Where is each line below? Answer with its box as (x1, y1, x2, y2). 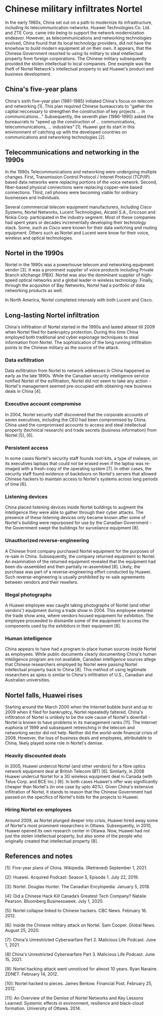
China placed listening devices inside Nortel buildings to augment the (5, 504, 144, 510)
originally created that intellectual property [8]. (5, 838, 98, 844)
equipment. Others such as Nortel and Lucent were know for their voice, (5, 230, 149, 236)
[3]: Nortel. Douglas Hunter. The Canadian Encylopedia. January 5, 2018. (5, 884, 150, 890)
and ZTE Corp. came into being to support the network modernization (5, 30, 145, 35)
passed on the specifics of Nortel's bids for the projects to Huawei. (5, 794, 139, 800)
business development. (5, 71, 52, 77)
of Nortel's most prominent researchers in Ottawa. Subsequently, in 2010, (5, 822, 152, 829)
